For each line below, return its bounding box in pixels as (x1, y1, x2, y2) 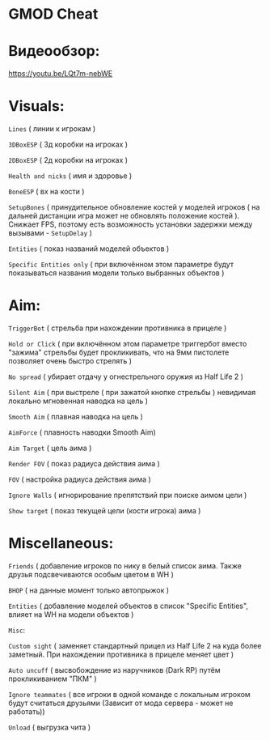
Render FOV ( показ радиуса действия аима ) (8, 459, 160, 468)
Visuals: (8, 97, 65, 116)
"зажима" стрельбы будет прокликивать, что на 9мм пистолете (8, 347, 230, 357)
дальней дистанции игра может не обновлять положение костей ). (8, 211, 240, 221)
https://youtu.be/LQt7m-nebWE (8, 69, 113, 79)
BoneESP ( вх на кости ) (8, 187, 85, 197)
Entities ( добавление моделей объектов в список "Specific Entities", (8, 601, 249, 610)
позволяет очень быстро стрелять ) (8, 356, 132, 365)
